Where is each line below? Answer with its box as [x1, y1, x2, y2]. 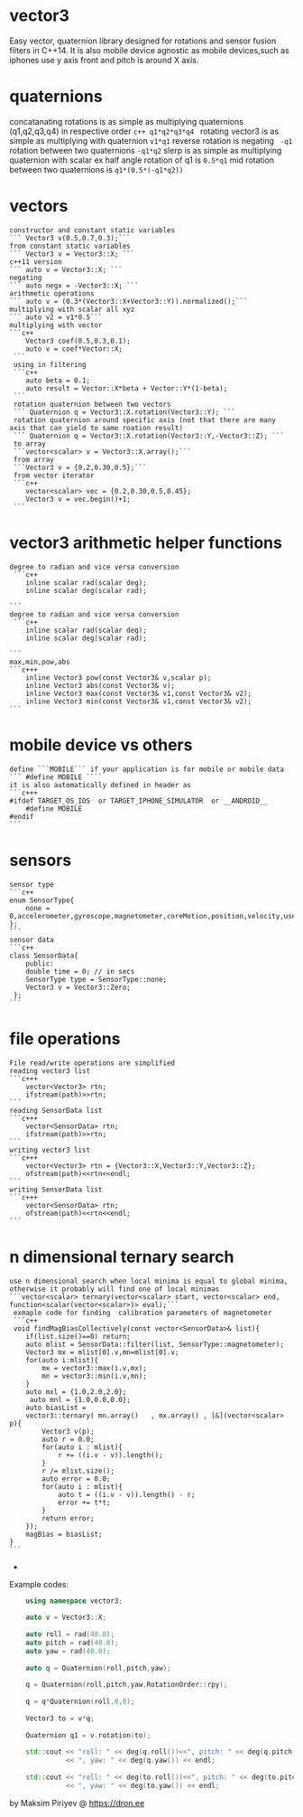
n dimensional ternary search [9, 1247, 234, 1266]
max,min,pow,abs [9, 657, 70, 666]
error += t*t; [57, 1498, 111, 1507]
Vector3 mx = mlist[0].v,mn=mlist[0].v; [25, 1348, 179, 1357]
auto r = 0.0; [41, 1435, 95, 1444]
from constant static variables [9, 241, 131, 250]
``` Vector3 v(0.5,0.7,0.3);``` [9, 233, 131, 242]
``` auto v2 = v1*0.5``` [9, 313, 103, 322]
